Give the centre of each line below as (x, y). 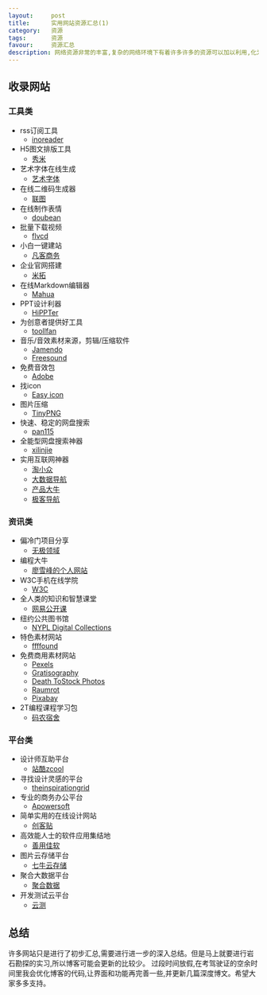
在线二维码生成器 (48, 189)
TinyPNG (46, 413)
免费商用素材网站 (48, 655)
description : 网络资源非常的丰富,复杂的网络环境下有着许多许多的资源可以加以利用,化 (132, 53)
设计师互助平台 (44, 759)
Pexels (43, 664)
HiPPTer (45, 312)
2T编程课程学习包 (48, 707)
